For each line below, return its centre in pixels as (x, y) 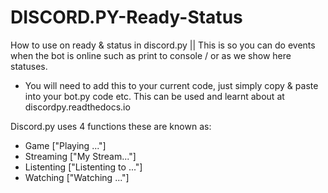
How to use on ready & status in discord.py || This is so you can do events (163, 45)
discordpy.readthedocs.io (77, 107)
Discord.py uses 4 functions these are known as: (111, 126)
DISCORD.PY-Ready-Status (126, 17)
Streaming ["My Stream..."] (80, 156)
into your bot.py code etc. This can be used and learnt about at (154, 96)
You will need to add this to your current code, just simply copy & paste (171, 85)
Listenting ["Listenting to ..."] (83, 167)
